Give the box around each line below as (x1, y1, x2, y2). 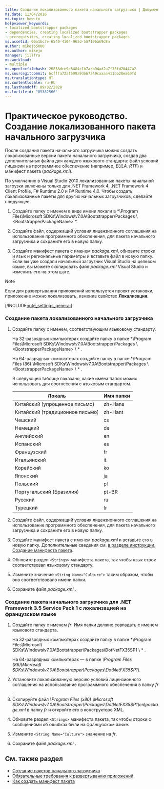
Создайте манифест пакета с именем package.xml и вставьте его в (12, 537, 153, 543)
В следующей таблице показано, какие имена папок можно (12, 375, 138, 381)
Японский (14, 472, 38, 479)
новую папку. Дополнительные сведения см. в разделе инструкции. (12, 542, 156, 548)
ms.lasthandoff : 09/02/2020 (5, 84, 62, 90)
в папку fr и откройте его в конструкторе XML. (26, 707, 124, 712)
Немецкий (14, 424, 40, 431)
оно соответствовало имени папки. (12, 577, 86, 582)
